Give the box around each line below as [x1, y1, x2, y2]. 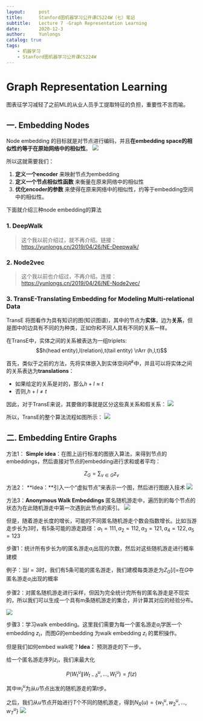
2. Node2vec [6, 258, 45, 266]
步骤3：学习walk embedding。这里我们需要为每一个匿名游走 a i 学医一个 [6, 621, 182, 630]
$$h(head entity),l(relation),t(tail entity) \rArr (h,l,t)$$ [36, 347, 167, 354]
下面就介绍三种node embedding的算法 [6, 206, 101, 214]
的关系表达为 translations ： [6, 367, 74, 374]
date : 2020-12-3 [6, 25, 63, 32]
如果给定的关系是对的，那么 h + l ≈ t [14, 380, 104, 387]
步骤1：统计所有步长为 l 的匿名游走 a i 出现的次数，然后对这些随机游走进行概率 [6, 545, 195, 554]
